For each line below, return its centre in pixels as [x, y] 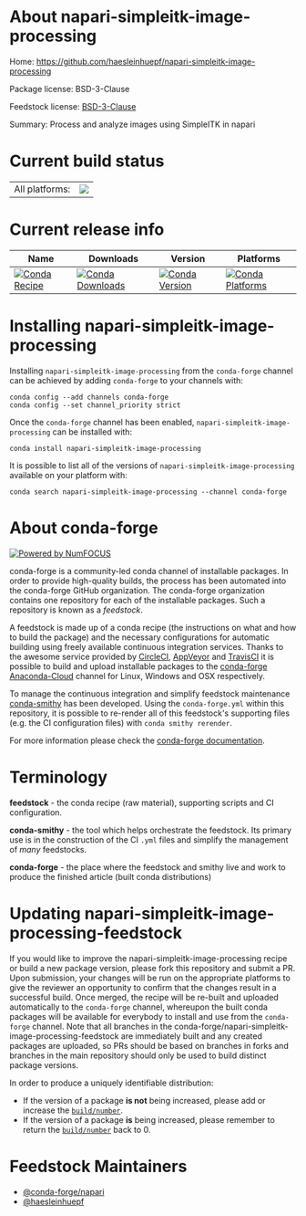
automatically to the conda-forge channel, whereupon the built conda [139, 1007]
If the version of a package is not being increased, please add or [144, 1100]
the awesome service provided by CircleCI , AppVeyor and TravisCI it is [142, 656]
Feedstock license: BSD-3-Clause [73, 106]
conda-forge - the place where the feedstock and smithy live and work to [148, 867]
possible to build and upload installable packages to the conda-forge [138, 666]
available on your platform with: [68, 475]
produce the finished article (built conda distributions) [111, 876]
